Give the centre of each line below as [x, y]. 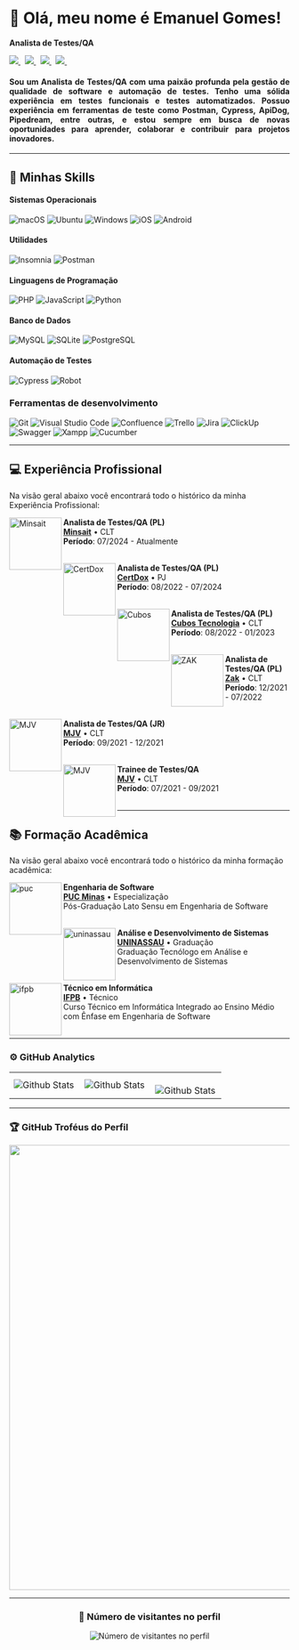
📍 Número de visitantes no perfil [149, 1616]
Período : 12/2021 [256, 687]
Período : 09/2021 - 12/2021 [114, 742]
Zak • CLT [244, 678]
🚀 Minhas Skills [52, 177]
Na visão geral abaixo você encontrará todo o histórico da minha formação [146, 861]
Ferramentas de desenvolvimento [84, 403]
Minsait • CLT [89, 531]
